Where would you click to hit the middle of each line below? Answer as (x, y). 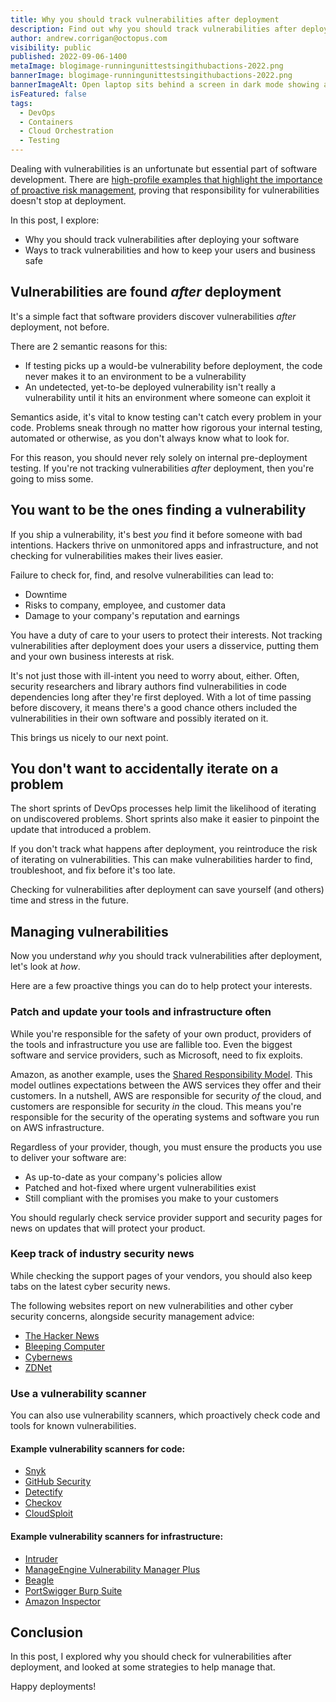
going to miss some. (52, 478)
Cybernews (48, 1357)
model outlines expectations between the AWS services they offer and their (166, 1085)
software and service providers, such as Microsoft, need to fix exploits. (156, 1055)
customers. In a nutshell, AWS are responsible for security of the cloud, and (166, 1095)
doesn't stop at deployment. (68, 200)
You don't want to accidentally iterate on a (144, 769)
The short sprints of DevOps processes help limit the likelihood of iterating (163, 808)
